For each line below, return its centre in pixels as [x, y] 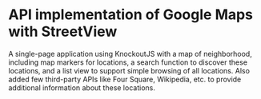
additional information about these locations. [82, 87]
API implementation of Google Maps [131, 15]
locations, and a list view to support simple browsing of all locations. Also [129, 70]
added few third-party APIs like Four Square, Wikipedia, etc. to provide [125, 79]
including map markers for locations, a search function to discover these [128, 62]
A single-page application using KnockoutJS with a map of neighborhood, [130, 53]
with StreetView [63, 32]
